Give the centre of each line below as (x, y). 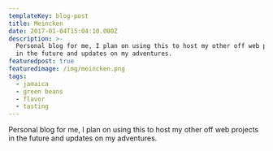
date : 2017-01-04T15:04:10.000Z (63, 31)
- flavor (30, 99)
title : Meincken (36, 24)
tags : (17, 76)
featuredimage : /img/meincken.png (67, 69)
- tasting (32, 106)
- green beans (39, 91)
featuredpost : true (41, 62)
